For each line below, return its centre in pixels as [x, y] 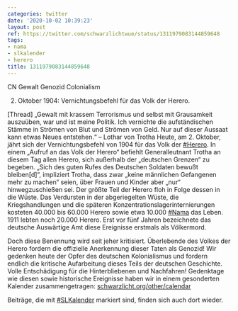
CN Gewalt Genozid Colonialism [54, 86]
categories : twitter [38, 14]
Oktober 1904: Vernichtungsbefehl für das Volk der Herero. [104, 101]
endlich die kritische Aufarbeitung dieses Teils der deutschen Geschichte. [115, 264]
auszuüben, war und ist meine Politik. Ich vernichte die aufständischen [110, 122]
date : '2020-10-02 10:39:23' [50, 21]
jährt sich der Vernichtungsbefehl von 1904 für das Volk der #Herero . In [112, 144]
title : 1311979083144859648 [49, 67]
